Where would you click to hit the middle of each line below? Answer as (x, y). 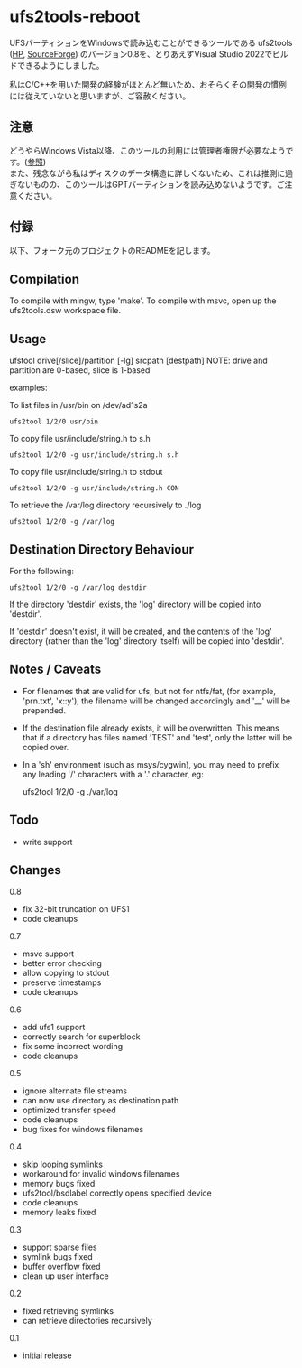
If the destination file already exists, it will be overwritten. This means (151, 728)
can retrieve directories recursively (87, 1321)
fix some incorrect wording (73, 1047)
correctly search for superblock (81, 1037)
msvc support (48, 954)
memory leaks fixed (59, 1213)
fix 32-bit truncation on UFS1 (76, 909)
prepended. (44, 710)
